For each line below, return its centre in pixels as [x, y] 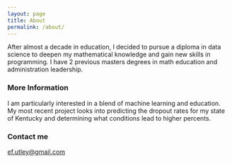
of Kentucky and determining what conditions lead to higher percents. [109, 118]
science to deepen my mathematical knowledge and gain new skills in [109, 54]
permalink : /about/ [36, 27]
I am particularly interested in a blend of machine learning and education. [114, 103]
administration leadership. [45, 70]
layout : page [27, 14]
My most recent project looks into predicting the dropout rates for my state [116, 111]
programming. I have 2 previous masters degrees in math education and [112, 62]
